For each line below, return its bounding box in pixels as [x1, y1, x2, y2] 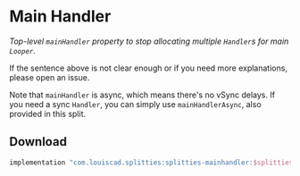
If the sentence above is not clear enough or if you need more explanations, [9, 63, 288, 73]
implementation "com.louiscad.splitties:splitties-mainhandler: [9, 158, 254, 167]
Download [9, 134, 67, 149]
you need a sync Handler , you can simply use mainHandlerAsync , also [9, 98, 262, 109]
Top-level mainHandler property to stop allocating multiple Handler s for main [9, 36, 289, 46]
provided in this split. [9, 108, 87, 119]
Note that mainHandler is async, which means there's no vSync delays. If [9, 89, 275, 100]
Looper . [9, 45, 36, 55]
